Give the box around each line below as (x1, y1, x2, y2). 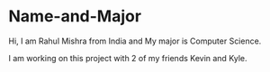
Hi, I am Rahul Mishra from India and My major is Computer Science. (8, 36, 262, 46)
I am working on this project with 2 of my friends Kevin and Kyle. (8, 52, 248, 63)
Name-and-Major (8, 6, 141, 27)
